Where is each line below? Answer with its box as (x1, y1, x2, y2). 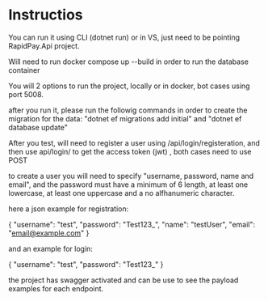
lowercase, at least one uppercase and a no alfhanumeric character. (8, 188, 235, 197)
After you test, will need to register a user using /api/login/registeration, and (8, 138, 261, 147)
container (8, 65, 40, 74)
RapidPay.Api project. (8, 40, 80, 50)
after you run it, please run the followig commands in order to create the (8, 105, 248, 115)
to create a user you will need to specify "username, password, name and (8, 171, 254, 180)
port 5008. (8, 89, 44, 99)
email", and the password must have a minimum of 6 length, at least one (8, 180, 249, 189)
